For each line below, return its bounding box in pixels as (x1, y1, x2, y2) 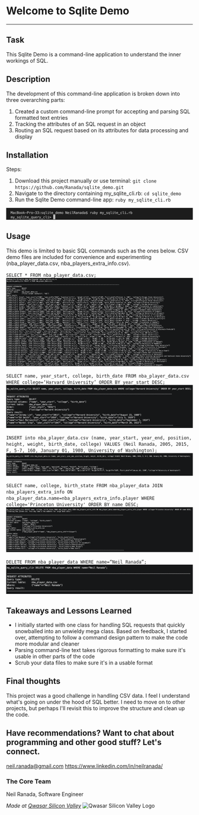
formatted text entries (14, 114, 68, 121)
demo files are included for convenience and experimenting (6, 253, 152, 260)
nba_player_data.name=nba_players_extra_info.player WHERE (6, 496, 155, 501)
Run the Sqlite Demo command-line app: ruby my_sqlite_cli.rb (14, 196, 171, 203)
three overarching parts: (6, 96, 65, 103)
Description (6, 74, 50, 84)
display (14, 133, 33, 140)
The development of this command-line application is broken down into (6, 90, 181, 97)
